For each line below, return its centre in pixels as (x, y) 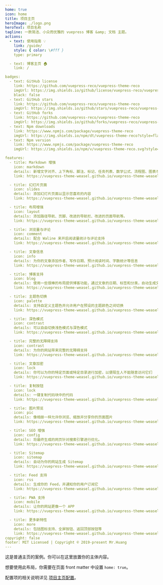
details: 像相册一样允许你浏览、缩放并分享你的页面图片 (63, 417)
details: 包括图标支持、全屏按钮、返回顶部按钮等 (58, 529)
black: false (27, 95)
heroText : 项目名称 (23, 28)
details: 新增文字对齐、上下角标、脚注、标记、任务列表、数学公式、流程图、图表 (85, 171)
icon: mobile (27, 502)
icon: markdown (29, 167)
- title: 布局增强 (26, 207)
